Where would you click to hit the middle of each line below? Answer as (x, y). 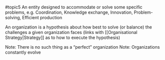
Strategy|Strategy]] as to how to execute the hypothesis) (63, 37)
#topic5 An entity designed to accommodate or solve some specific (74, 7)
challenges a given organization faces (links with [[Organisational (71, 32)
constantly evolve (23, 52)
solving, (13, 17)
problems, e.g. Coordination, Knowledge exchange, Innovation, (69, 12)
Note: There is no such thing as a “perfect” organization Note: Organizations (82, 47)
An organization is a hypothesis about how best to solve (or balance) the (79, 27)
